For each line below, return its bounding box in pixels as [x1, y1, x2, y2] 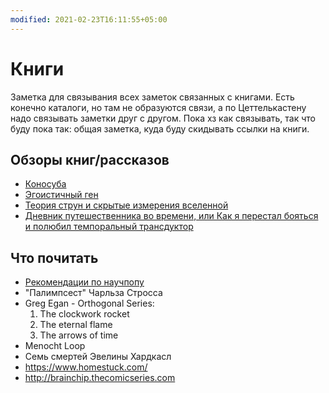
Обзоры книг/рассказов [10, 151, 170, 168]
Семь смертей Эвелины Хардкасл [24, 351, 172, 363]
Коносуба [24, 178, 67, 190]
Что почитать [10, 249, 99, 266]
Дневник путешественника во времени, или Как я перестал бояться [24, 210, 319, 222]
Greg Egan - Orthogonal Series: [24, 297, 155, 310]
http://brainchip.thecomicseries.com [24, 372, 176, 384]
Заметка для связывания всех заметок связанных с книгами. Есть [10, 91, 295, 103]
